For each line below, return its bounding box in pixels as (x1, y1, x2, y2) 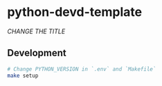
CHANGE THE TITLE (7, 27, 66, 35)
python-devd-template (7, 4, 143, 20)
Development (7, 47, 67, 59)
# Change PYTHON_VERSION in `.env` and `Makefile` (7, 65, 156, 73)
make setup (7, 72, 39, 79)
